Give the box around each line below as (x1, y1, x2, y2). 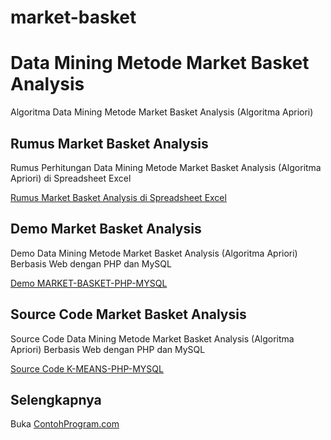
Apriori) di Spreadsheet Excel (10, 172, 132, 184)
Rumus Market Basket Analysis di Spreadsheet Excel (10, 191, 227, 203)
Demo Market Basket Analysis (10, 221, 202, 238)
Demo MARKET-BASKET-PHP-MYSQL (10, 277, 168, 289)
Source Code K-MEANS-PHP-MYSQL (10, 362, 164, 375)
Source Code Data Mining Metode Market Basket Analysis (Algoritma (10, 332, 295, 345)
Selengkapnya (10, 391, 102, 408)
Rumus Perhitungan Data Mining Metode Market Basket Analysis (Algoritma (10, 161, 322, 173)
